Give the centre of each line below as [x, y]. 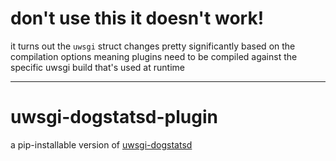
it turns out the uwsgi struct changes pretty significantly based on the [153, 46]
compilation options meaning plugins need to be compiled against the [154, 56]
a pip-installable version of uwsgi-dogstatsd [101, 144]
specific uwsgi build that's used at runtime [97, 67]
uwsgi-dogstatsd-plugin [114, 117]
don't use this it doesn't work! [137, 18]
